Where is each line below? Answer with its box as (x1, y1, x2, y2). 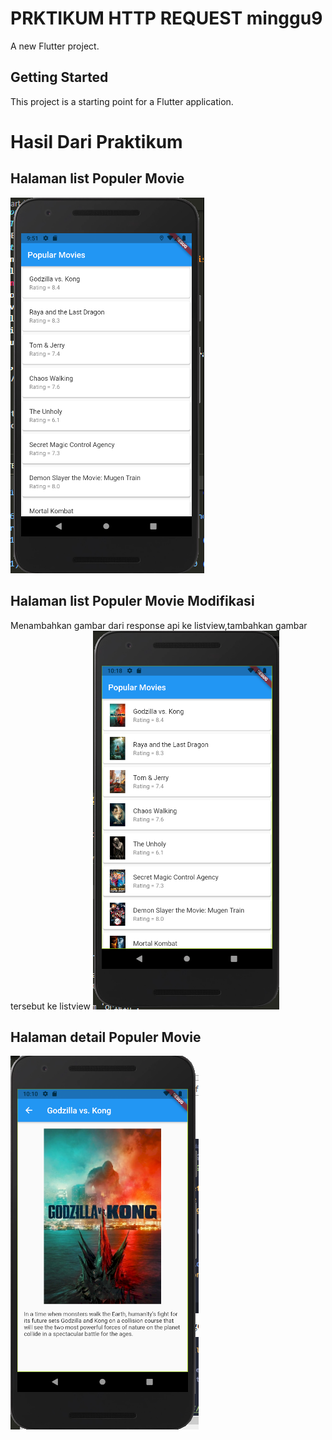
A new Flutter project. (10, 40, 100, 52)
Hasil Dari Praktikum (10, 130, 183, 153)
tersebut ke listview (10, 1000, 91, 1012)
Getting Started (10, 69, 109, 86)
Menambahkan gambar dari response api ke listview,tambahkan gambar (10, 619, 308, 631)
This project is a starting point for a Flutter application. (10, 95, 234, 107)
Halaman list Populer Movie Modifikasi (10, 593, 255, 610)
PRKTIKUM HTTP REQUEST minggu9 (10, 7, 323, 30)
